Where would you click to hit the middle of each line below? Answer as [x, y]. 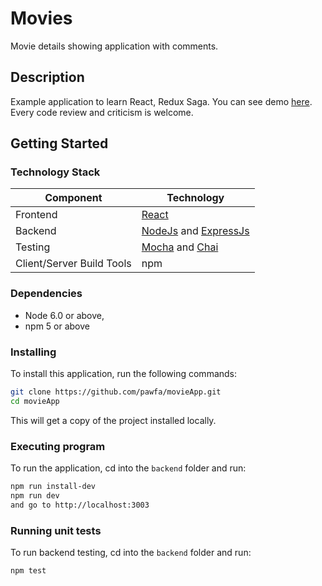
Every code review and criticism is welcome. [102, 112]
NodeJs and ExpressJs [195, 231]
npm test [28, 571]
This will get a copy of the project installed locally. [113, 420]
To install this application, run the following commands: [124, 374]
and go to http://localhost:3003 [80, 505]
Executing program [58, 446]
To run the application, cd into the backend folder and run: [128, 468]
